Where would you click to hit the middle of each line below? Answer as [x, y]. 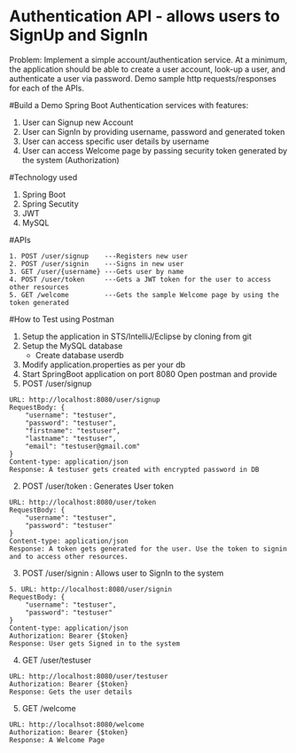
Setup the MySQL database [72, 345]
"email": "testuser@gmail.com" [83, 446]
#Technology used [43, 177]
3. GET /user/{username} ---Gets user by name [97, 271]
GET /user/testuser [57, 660]
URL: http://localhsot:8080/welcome [77, 725]
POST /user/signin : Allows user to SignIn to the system [123, 573]
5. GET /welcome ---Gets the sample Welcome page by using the [144, 294]
